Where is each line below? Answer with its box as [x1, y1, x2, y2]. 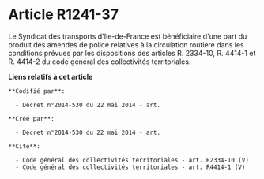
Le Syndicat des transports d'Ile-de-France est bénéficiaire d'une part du [8, 32, 247, 41]
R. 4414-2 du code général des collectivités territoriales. [8, 57, 191, 66]
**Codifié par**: [8, 87, 66, 95]
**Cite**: [8, 142, 41, 151]
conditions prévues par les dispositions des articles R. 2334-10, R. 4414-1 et [8, 48, 256, 58]
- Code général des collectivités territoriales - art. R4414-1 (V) [15, 163, 246, 171]
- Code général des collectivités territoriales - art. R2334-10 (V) [15, 156, 249, 164]
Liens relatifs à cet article [8, 72, 93, 81]
